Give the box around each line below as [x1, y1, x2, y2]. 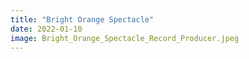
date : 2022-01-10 [10, 24, 83, 34]
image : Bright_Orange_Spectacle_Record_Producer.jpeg [10, 33, 240, 43]
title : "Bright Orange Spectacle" [10, 14, 155, 25]
